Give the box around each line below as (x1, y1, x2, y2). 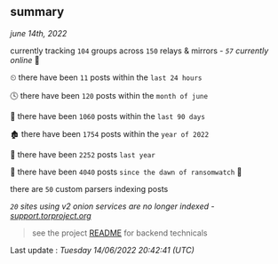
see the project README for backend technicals (31, 228, 208, 238)
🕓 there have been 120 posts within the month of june (10, 90, 208, 100)
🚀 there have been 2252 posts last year (10, 148, 156, 160)
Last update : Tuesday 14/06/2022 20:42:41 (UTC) (10, 244, 195, 255)
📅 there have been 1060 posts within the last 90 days (10, 110, 205, 121)
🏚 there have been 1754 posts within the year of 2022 (10, 128, 210, 139)
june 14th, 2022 (10, 28, 68, 38)
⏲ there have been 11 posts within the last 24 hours (10, 72, 203, 83)
